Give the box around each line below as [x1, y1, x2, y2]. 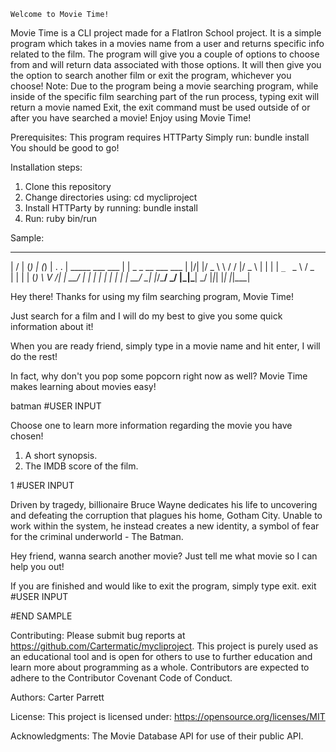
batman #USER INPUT [10, 400, 102, 412]
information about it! [10, 321, 94, 332]
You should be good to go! [10, 142, 120, 154]
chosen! [10, 430, 44, 442]
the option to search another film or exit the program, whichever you [10, 70, 292, 81]
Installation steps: [10, 161, 83, 173]
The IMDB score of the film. [24, 460, 139, 472]
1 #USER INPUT [10, 480, 75, 491]
